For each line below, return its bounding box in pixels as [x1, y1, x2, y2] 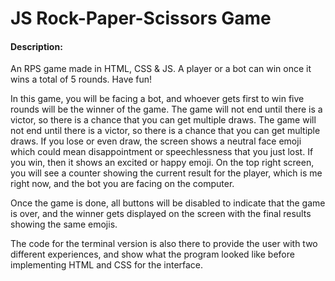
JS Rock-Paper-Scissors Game [10, 7, 272, 30]
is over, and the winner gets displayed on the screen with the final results [10, 208, 312, 220]
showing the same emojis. [10, 218, 118, 231]
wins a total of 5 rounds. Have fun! [10, 73, 153, 86]
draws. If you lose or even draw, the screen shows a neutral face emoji [10, 135, 302, 147]
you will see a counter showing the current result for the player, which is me [10, 167, 323, 179]
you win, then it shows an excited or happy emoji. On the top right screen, [10, 157, 315, 169]
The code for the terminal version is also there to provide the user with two [10, 238, 318, 250]
